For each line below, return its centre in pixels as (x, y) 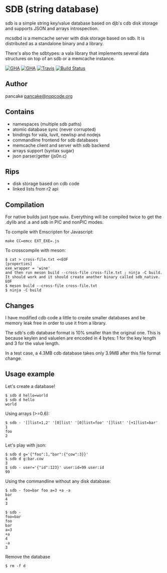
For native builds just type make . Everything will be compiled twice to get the (83, 217)
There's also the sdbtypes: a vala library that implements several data (77, 53)
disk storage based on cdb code (46, 183)
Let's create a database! (30, 386)
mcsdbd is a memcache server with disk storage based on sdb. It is (75, 38)
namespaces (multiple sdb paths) (47, 124)
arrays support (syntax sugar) (43, 150)
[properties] (19, 264)
